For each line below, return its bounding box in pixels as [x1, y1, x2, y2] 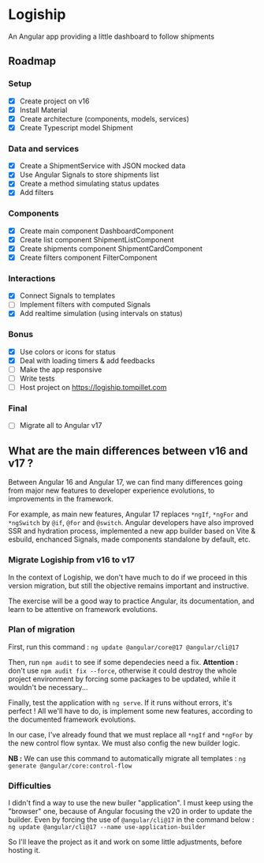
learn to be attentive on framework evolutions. [8, 604, 158, 613]
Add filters [19, 188, 54, 197]
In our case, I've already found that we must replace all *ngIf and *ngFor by [8, 730, 254, 739]
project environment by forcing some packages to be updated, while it [8, 674, 236, 684]
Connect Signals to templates [19, 291, 116, 301]
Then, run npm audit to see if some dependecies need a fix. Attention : [8, 657, 239, 666]
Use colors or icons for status [19, 347, 116, 356]
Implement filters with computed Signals [19, 300, 151, 310]
